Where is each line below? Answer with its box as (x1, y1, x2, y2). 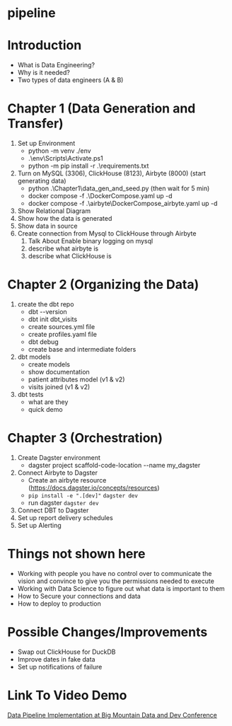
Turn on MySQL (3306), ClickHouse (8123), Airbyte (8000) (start (17, 169, 207, 178)
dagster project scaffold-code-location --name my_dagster (28, 461, 201, 469)
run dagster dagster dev (28, 498, 99, 507)
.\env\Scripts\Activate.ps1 (28, 154, 104, 163)
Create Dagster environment (17, 453, 100, 461)
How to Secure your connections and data (17, 592, 141, 600)
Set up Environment (17, 139, 76, 148)
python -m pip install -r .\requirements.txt (28, 161, 149, 171)
